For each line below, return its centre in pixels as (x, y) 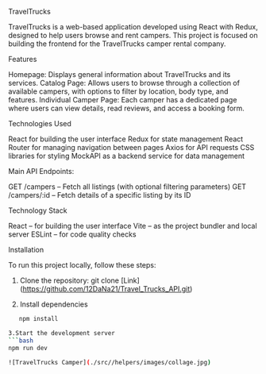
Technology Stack (38, 210)
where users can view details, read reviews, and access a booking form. (126, 108)
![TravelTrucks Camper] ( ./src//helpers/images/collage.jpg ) (110, 362)
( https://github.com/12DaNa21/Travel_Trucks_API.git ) (106, 289)
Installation (26, 250)
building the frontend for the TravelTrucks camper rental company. (117, 44)
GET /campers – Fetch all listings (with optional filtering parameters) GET (127, 187)
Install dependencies (54, 304)
